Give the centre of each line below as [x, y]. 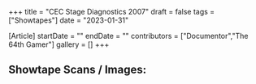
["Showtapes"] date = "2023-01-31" [69, 20]
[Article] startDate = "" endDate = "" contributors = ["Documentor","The [129, 36]
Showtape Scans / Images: [78, 70]
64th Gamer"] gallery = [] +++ [59, 44]
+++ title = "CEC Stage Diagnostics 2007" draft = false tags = [112, 12]
